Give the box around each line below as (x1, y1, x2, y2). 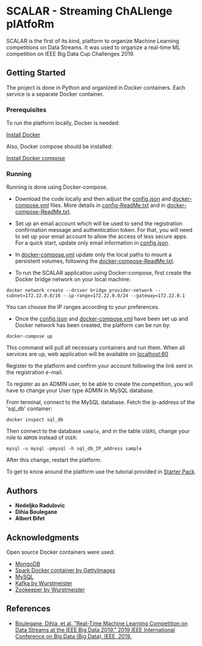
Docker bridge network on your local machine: (15, 276, 131, 283)
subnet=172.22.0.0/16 (6, 293, 61, 299)
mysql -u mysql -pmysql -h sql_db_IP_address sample (6, 446, 142, 452)
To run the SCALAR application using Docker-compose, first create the (15, 269, 192, 277)
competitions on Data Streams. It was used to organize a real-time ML (6, 44, 180, 51)
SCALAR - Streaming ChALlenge (6, 4, 173, 18)
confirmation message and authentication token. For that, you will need (15, 226, 192, 234)
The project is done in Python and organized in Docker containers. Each (6, 84, 186, 91)
